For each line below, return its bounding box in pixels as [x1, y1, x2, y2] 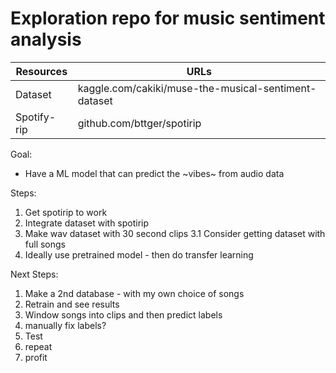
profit [24, 351, 48, 363]
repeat [24, 340, 53, 352]
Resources [15, 64, 68, 78]
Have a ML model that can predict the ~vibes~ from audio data [24, 167, 285, 179]
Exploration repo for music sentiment [10, 7, 326, 30]
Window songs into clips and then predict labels [24, 308, 223, 321]
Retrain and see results [24, 298, 120, 310]
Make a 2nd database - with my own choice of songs [24, 287, 245, 299]
